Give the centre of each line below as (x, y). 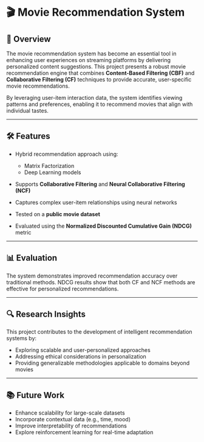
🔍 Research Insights (46, 314)
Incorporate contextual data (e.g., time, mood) (73, 419)
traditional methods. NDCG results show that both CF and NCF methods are (101, 282)
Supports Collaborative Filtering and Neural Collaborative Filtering (100, 184)
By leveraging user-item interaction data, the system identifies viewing (94, 98)
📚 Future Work (36, 395)
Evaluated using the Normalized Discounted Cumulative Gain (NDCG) (104, 226)
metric (23, 232)
